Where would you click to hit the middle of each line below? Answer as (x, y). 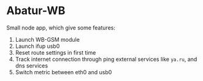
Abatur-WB (36, 11)
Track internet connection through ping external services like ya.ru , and (106, 59)
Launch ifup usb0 (37, 46)
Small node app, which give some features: (61, 28)
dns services (31, 66)
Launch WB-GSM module (47, 39)
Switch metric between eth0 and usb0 (63, 72)
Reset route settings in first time (56, 52)
